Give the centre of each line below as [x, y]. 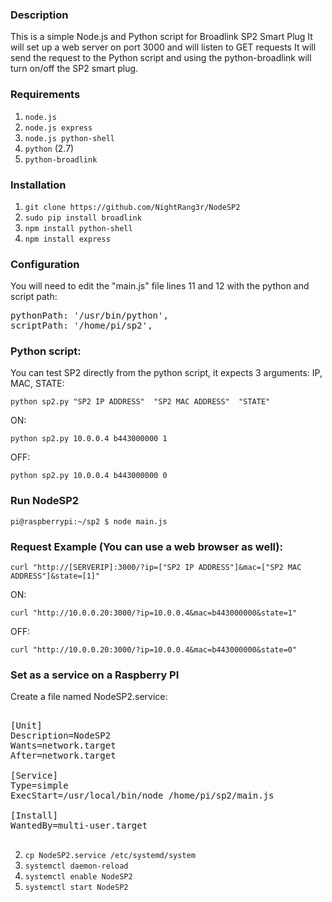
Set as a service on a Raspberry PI [95, 675]
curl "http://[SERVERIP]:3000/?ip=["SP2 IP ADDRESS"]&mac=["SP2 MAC [156, 568]
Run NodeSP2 [45, 501]
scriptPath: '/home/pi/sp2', [81, 326]
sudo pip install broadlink [83, 218]
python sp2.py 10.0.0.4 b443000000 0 [89, 476]
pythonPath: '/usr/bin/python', [89, 316]
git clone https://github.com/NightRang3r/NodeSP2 [132, 207]
